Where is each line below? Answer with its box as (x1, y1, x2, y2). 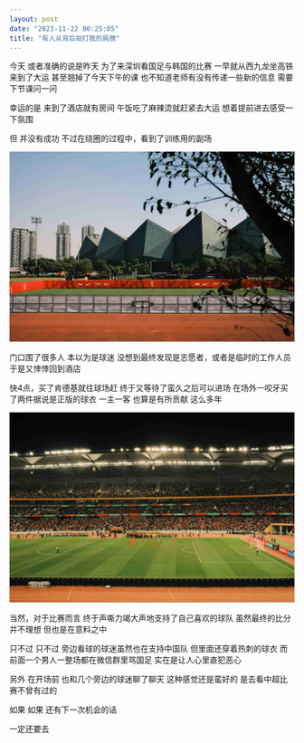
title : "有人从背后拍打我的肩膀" (9, 33, 120, 43)
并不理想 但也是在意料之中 (9, 624, 107, 634)
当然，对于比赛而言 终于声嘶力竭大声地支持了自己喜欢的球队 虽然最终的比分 (9, 612, 291, 624)
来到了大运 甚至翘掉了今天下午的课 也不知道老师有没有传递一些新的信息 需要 (9, 72, 294, 83)
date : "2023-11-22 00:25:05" (9, 24, 119, 33)
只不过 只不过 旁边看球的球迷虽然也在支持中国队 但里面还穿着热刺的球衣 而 (9, 643, 288, 653)
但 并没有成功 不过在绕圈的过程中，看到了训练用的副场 (9, 133, 213, 144)
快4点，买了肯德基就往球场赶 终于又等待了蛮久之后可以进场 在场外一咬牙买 (9, 383, 289, 394)
